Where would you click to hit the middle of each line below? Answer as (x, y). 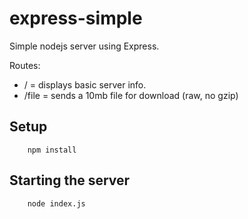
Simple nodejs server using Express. (84, 46)
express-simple (76, 18)
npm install (52, 150)
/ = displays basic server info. (85, 84)
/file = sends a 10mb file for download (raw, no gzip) (131, 95)
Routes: (25, 65)
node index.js (56, 203)
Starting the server (70, 180)
